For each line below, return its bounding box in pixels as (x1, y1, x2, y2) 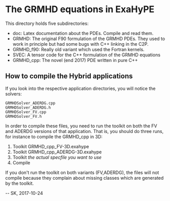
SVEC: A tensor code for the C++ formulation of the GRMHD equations (12, 52, 161, 58)
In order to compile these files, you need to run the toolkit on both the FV (5, 123, 157, 129)
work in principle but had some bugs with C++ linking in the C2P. (12, 41, 149, 47)
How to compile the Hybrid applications (5, 72, 133, 81)
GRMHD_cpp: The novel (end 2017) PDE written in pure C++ (12, 57, 138, 63)
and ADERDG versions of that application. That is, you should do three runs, (5, 128, 164, 134)
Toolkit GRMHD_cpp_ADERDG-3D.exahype (12, 149, 102, 155)
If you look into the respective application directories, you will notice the (5, 85, 156, 91)
